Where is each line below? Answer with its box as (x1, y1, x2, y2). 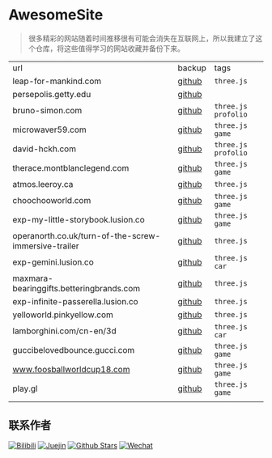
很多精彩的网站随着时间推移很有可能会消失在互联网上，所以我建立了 (28, 33, 256, 43)
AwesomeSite (8, 6, 104, 24)
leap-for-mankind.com (12, 75, 102, 87)
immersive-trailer (12, 240, 79, 252)
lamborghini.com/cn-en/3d (12, 325, 117, 337)
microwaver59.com (12, 124, 87, 135)
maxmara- (12, 273, 54, 284)
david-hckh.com (12, 143, 77, 155)
